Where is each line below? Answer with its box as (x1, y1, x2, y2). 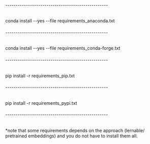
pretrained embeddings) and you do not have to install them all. (5, 133, 138, 139)
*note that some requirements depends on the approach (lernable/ (5, 128, 145, 134)
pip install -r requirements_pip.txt (5, 72, 75, 79)
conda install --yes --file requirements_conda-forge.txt (5, 45, 121, 51)
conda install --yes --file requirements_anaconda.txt (5, 18, 115, 24)
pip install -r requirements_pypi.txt (5, 100, 77, 106)
